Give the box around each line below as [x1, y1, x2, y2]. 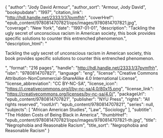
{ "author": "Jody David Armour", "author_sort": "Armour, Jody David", [5, 4, 146, 10]
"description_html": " [5, 41, 47, 46]
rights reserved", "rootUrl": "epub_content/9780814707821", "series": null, [5, 102, 155, 107]
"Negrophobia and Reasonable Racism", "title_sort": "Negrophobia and [5, 122, 148, 128]
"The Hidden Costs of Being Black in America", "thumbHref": [5, 112, 128, 117]
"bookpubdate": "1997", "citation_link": [5, 9, 83, 15]
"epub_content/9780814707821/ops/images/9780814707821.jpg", [5, 20, 137, 26]
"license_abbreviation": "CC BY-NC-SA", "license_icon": [5, 81, 118, 86]
